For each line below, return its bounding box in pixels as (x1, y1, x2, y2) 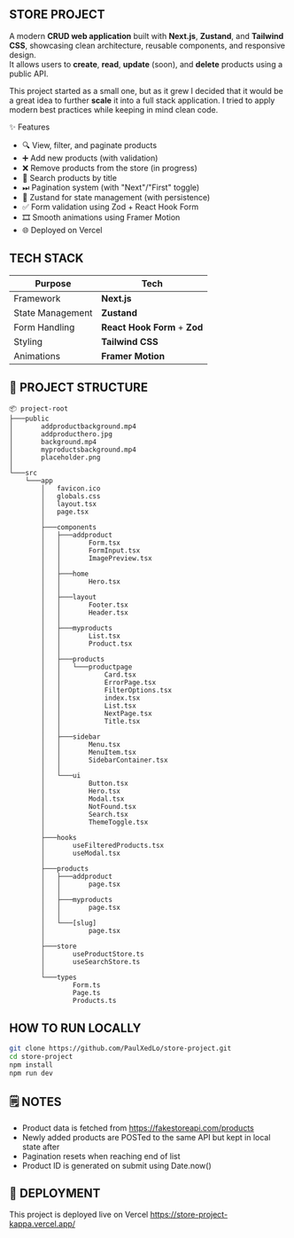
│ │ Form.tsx (41, 538, 121, 548)
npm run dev (9, 1069, 53, 1077)
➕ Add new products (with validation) (21, 153, 159, 163)
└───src (9, 469, 38, 478)
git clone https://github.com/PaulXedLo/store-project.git (9, 1044, 232, 1054)
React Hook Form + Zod (101, 321, 204, 333)
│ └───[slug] (41, 919, 97, 928)
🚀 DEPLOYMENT (9, 1186, 101, 1201)
